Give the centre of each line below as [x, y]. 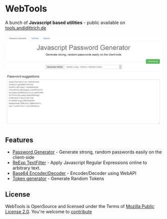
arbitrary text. [26, 168]
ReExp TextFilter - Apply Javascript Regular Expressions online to [80, 162]
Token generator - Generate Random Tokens [58, 178]
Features [19, 140]
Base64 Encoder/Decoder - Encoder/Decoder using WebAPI [74, 173]
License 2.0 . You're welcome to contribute [49, 211]
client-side [23, 157]
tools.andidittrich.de [26, 27]
